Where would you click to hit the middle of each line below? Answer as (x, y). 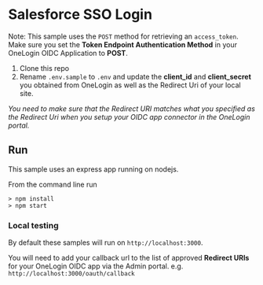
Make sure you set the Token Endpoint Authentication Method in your (123, 44)
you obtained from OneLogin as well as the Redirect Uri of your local (130, 85)
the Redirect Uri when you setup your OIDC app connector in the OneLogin (129, 117)
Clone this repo (44, 68)
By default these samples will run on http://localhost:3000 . (106, 242)
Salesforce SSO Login (80, 15)
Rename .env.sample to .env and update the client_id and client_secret (135, 76)
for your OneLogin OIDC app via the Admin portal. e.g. (96, 266)
